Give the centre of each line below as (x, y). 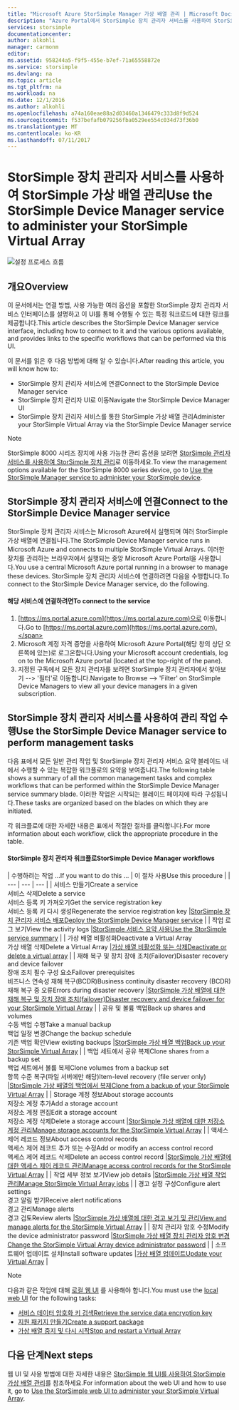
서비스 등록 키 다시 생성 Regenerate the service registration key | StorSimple (115, 911)
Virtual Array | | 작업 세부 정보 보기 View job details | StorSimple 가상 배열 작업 (117, 1175)
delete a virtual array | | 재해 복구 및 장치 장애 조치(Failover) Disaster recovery (118, 956)
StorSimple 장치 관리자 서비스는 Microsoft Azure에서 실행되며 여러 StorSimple (118, 531)
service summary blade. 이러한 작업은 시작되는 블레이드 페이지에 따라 (105, 794)
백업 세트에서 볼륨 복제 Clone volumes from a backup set (88, 1068)
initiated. (20, 811)
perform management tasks (70, 743)
